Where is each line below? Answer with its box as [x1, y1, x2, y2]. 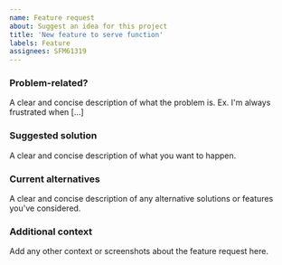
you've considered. [9, 203, 81, 213]
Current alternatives [9, 173, 101, 185]
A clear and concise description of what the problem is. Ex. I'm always [9, 97, 271, 109]
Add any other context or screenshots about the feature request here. [9, 246, 269, 257]
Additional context [9, 225, 93, 238]
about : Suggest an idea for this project [9, 22, 168, 31]
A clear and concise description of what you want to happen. [9, 150, 237, 161]
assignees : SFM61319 [9, 47, 88, 56]
